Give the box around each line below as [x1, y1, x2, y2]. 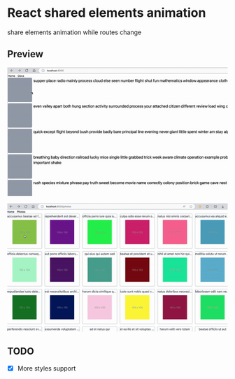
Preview [7, 48, 44, 60]
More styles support [17, 364, 76, 372]
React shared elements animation [7, 5, 206, 21]
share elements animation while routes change [7, 28, 142, 36]
